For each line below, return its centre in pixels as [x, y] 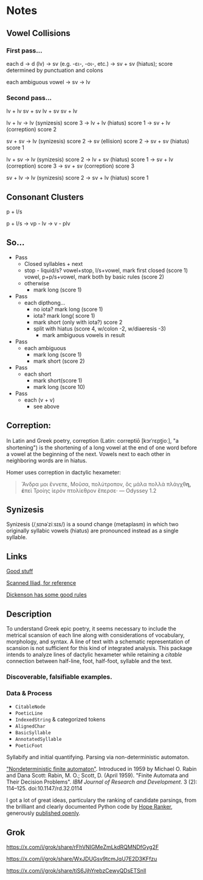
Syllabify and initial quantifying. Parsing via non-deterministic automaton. [98, 757]
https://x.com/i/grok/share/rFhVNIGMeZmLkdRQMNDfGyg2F [83, 847]
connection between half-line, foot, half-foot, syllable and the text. [89, 661]
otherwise [37, 283]
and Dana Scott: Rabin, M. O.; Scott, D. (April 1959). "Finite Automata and [98, 776]
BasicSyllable [33, 733]
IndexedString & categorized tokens [60, 720]
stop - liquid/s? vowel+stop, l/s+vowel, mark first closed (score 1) [106, 270]
